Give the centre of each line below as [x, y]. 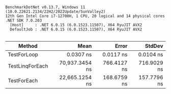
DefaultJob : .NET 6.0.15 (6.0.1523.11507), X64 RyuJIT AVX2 [76, 29]
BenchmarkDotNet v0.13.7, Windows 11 [45, 7]
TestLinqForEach [28, 66]
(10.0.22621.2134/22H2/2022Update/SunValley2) [55, 12]
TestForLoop [23, 55]
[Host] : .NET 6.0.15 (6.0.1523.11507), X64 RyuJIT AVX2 [76, 25]
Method [28, 46]
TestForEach [23, 81]
